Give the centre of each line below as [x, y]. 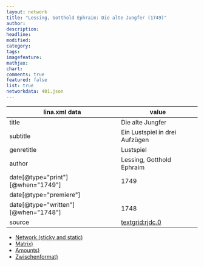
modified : [19, 40]
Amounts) [27, 250]
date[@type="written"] [42, 204]
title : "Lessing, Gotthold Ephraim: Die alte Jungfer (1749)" [87, 18]
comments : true [25, 74]
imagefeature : [24, 57]
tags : [13, 52]
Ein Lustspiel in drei [149, 132]
